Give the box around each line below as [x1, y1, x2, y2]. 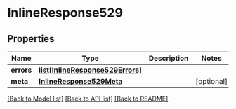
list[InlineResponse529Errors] [38, 65, 143, 75]
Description [148, 54, 189, 63]
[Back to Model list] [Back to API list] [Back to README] [7, 94, 169, 103]
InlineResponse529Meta [38, 77, 123, 86]
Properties [7, 33, 55, 45]
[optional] [195, 77, 228, 86]
